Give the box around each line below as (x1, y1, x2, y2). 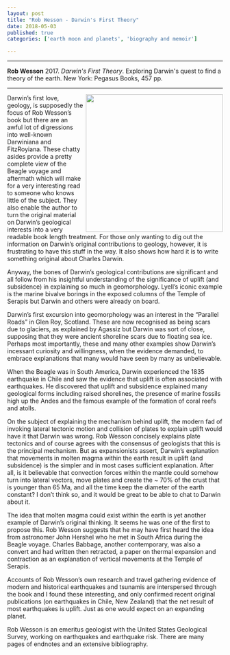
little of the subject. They (7, 197, 77, 205)
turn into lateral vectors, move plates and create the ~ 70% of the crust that (7, 476, 220, 485)
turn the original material (7, 211, 77, 219)
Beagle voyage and (7, 167, 62, 175)
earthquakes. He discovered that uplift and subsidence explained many (7, 382, 208, 390)
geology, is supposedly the (7, 101, 84, 110)
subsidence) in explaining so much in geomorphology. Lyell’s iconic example (7, 282, 222, 291)
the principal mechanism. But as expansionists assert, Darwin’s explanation (7, 447, 219, 455)
